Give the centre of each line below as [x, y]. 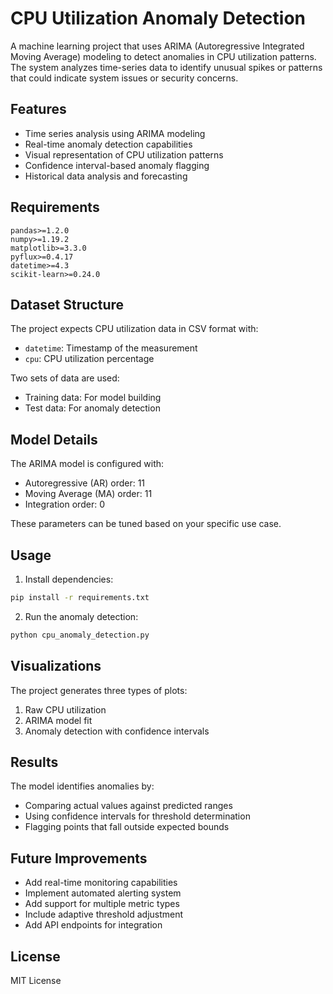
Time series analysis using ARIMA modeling [115, 133]
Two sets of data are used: [65, 378]
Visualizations [56, 666]
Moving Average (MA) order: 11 [88, 494]
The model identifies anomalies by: [82, 786]
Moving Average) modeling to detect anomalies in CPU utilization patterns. [163, 56]
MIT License [36, 980]
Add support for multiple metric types [102, 904]
